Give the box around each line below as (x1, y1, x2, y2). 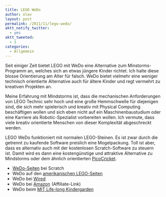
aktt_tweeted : (5, 35, 35, 40)
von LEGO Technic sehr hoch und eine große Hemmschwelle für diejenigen (5, 98, 159, 104)
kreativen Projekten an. (5, 83, 52, 89)
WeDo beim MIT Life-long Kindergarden (12, 186, 94, 192)
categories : (5, 44, 30, 49)
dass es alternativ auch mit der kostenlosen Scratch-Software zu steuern (5, 145, 154, 151)
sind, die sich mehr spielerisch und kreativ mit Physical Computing (5, 104, 141, 110)
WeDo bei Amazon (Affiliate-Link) (12, 181, 81, 187)
